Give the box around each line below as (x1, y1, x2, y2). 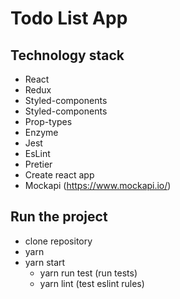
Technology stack (10, 47, 125, 64)
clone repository (24, 235, 93, 247)
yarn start (24, 256, 66, 268)
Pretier (24, 158, 53, 170)
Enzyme (24, 127, 59, 138)
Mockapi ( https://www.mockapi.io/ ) (24, 180, 172, 191)
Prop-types (24, 116, 73, 127)
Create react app (24, 169, 95, 181)
